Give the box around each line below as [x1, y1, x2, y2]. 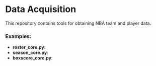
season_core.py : [12, 49, 49, 56]
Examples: [5, 33, 32, 40]
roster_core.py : [12, 44, 46, 50]
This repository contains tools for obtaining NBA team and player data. [5, 20, 151, 26]
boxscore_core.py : [12, 55, 53, 61]
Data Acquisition [5, 4, 76, 15]
